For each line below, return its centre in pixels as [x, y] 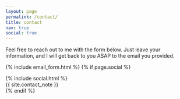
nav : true [17, 28]
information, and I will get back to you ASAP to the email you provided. [90, 56]
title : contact [24, 22]
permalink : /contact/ [32, 17]
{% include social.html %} [37, 79]
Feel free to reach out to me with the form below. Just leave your [83, 49]
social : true [21, 33]
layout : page [21, 11]
